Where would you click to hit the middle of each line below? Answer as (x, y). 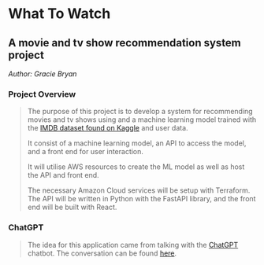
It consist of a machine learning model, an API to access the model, (137, 143)
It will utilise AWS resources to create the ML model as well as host (136, 167)
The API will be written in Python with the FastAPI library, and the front (141, 199)
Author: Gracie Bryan (43, 74)
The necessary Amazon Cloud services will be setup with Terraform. (139, 190)
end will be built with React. (72, 207)
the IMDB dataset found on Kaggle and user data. (108, 128)
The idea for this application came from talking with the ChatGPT (133, 245)
